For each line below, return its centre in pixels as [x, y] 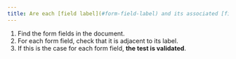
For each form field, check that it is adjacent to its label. [98, 41]
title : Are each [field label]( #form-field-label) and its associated [113, 14]
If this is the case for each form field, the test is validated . [101, 48]
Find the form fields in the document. [71, 33]
